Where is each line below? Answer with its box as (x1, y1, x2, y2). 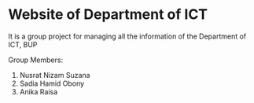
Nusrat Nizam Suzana (19, 70, 90, 79)
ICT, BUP (8, 39, 38, 49)
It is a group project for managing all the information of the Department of (8, 31, 247, 41)
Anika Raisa (19, 86, 58, 96)
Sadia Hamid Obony (19, 79, 85, 88)
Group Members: (8, 55, 64, 64)
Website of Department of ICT (8, 6, 208, 24)
